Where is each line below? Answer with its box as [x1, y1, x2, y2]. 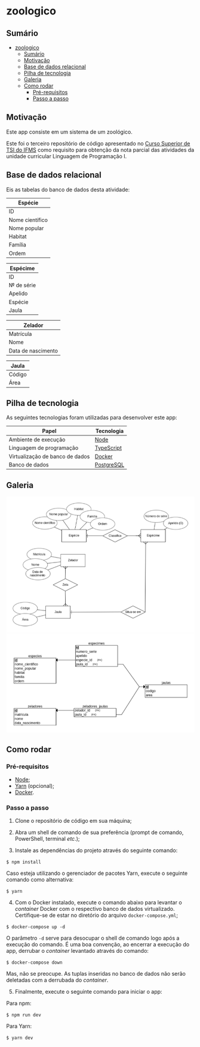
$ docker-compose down [6, 959, 63, 966]
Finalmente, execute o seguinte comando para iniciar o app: [14, 988, 162, 995]
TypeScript [94, 444, 122, 452]
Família [8, 241, 27, 248]
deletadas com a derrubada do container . [6, 976, 109, 984]
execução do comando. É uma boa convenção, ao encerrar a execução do [6, 941, 190, 948]
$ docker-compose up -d [6, 924, 66, 930]
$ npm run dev [6, 1012, 42, 1018]
